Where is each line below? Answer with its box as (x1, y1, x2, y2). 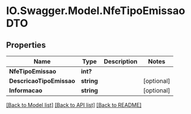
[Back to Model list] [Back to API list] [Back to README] (6, 102, 142, 108)
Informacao (9, 86, 43, 95)
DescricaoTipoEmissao (9, 77, 76, 85)
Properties (6, 40, 46, 50)
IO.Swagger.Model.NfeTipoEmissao (6, 4, 185, 18)
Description (103, 58, 138, 65)
